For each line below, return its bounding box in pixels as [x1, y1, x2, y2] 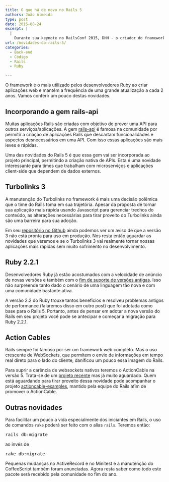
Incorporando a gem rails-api [5, 107, 99, 116]
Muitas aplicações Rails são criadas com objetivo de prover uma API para [5, 121, 157, 127]
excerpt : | [5, 26, 28, 31]
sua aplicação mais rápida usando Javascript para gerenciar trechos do [5, 206, 154, 212]
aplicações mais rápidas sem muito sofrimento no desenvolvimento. [5, 243, 146, 249]
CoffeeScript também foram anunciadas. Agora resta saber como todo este [5, 466, 161, 472]
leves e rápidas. [5, 142, 38, 148]
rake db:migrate [5, 451, 45, 457]
